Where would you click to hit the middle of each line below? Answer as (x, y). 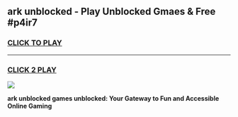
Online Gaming (30, 106)
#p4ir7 (22, 23)
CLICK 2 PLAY (32, 69)
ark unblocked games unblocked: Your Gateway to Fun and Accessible (113, 98)
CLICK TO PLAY (35, 43)
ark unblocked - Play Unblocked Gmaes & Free (112, 12)
